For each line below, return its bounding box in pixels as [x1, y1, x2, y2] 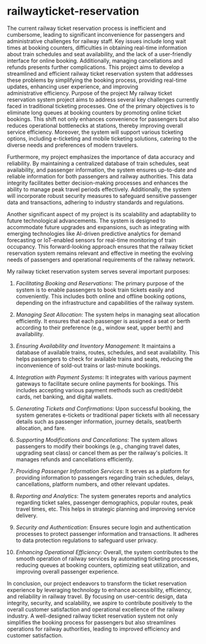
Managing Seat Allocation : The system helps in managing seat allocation [15, 310, 200, 318]
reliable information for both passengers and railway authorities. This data [7, 172, 193, 180]
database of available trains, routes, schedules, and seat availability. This [15, 348, 200, 356]
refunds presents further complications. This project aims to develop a [7, 63, 185, 71]
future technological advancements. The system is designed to [7, 217, 166, 224]
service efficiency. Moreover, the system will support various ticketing [7, 128, 184, 136]
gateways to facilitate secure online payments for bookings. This [15, 380, 179, 387]
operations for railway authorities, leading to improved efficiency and [7, 625, 181, 632]
